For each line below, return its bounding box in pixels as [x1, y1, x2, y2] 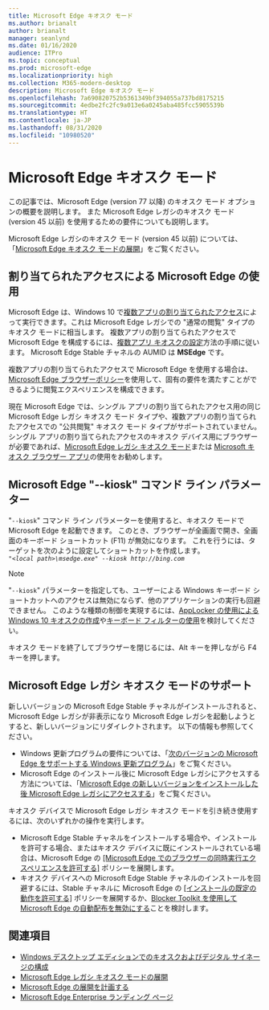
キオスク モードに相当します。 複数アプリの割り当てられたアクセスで [8, 327, 237, 337]
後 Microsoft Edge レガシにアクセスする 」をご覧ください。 [19, 789, 215, 798]
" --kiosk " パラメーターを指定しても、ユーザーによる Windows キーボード [8, 586, 251, 595]
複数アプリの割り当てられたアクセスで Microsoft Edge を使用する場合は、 [8, 365, 253, 374]
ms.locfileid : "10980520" [8, 131, 95, 139]
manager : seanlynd [8, 34, 70, 43]
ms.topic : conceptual [8, 57, 81, 65]
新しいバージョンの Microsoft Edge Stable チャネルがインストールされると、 [8, 701, 261, 711]
